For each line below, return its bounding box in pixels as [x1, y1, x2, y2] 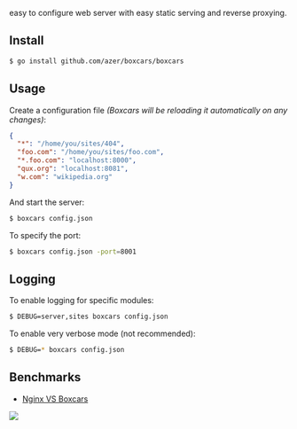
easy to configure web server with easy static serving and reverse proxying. [9, 8, 287, 18]
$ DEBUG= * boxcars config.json [9, 346, 125, 355]
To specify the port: [9, 230, 82, 240]
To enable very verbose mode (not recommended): [9, 328, 197, 339]
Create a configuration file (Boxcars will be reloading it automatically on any [9, 105, 288, 115]
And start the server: [9, 197, 85, 207]
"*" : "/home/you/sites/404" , [17, 139, 125, 149]
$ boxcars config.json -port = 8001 [9, 247, 137, 256]
